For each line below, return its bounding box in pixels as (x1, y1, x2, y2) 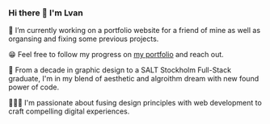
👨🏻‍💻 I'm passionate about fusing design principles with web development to (8, 98, 263, 108)
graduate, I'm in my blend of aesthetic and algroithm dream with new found (8, 74, 259, 84)
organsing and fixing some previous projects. (8, 34, 159, 43)
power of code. (8, 82, 59, 92)
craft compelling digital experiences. (8, 106, 130, 116)
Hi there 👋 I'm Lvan (8, 7, 83, 19)
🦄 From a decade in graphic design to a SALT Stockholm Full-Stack (8, 65, 232, 75)
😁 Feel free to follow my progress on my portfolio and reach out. (8, 50, 224, 60)
